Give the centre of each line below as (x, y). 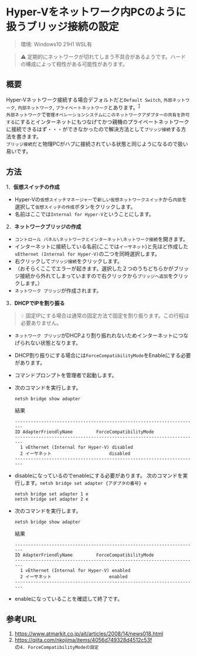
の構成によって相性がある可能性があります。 (74, 64)
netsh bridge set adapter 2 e (52, 500)
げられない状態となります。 (47, 343)
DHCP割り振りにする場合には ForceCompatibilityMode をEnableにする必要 (103, 355)
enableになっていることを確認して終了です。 (69, 599)
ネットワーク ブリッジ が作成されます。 (58, 291)
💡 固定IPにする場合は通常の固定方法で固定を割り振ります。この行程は (105, 316)
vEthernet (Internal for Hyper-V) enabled (78, 571)
